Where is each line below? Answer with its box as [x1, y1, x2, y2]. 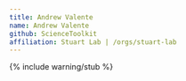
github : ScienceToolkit [9, 29, 98, 38]
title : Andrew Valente [9, 12, 93, 22]
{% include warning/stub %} [9, 62, 114, 72]
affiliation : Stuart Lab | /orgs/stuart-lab [9, 37, 177, 47]
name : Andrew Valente [9, 21, 90, 30]
